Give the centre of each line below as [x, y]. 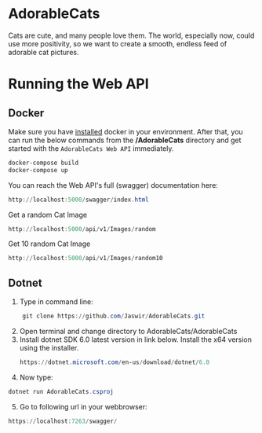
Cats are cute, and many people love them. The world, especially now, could [131, 35]
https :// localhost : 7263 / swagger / [63, 421]
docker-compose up [38, 170]
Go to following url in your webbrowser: [83, 406]
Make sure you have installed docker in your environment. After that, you [126, 131]
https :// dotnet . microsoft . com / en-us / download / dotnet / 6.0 [115, 362]
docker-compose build [44, 163]
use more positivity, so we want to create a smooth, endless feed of [118, 43]
